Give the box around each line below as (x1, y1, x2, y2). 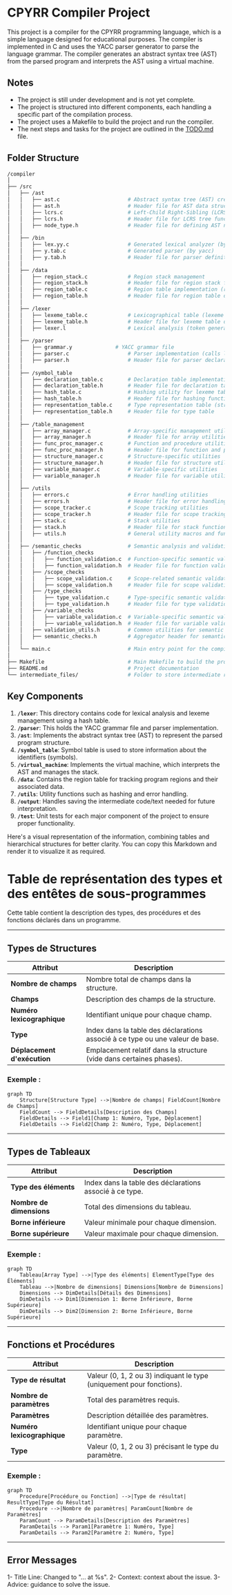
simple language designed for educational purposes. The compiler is (7, 35, 203, 43)
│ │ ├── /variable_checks (7, 607, 95, 614)
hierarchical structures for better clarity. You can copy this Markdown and (7, 839, 217, 848)
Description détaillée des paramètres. (87, 1411, 209, 1420)
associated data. (17, 782, 65, 790)
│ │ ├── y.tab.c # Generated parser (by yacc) (7, 247, 215, 255)
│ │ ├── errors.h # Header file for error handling (7, 498, 227, 505)
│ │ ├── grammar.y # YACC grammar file (7, 344, 175, 351)
